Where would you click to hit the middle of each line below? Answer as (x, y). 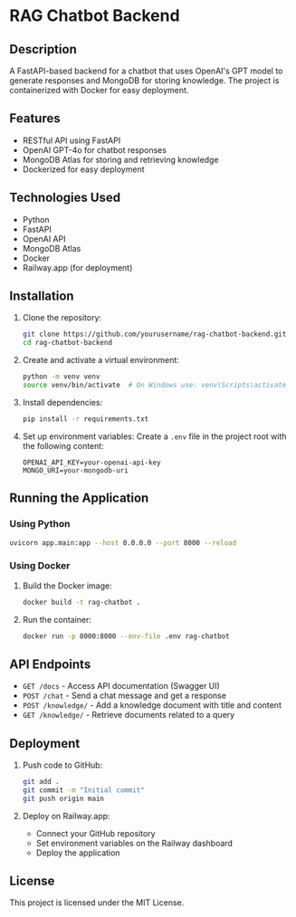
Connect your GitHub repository (95, 833)
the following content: (63, 445)
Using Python (40, 524)
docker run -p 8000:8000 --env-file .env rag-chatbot (126, 636)
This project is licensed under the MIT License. (97, 903)
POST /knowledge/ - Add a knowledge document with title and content (152, 705)
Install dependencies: (62, 402)
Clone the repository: (62, 318)
